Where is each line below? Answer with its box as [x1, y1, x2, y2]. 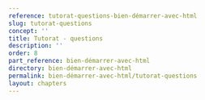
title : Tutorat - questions [8, 34, 104, 43]
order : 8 [8, 49, 38, 57]
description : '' [8, 42, 63, 50]
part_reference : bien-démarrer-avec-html [8, 57, 151, 65]
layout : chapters [8, 79, 67, 87]
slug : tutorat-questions [8, 19, 92, 27]
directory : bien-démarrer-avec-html [8, 65, 132, 73]
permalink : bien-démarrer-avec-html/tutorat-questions [8, 72, 198, 80]
